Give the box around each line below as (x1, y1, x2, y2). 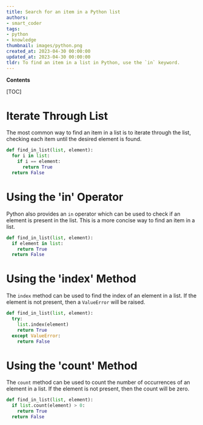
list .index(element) (17, 321, 69, 328)
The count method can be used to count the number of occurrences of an (6, 379, 190, 386)
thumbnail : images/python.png (6, 43, 83, 49)
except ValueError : (12, 332, 61, 339)
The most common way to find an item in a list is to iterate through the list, (6, 129, 191, 136)
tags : (6, 25, 20, 32)
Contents (6, 76, 30, 84)
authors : (6, 15, 28, 21)
